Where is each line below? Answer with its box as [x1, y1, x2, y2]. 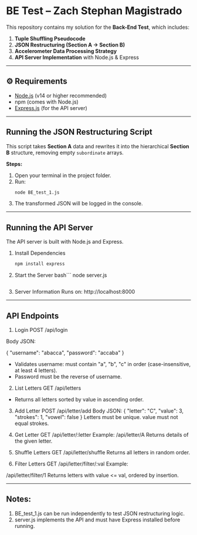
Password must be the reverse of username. [14, 373, 122, 380]
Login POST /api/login [14, 326, 68, 333]
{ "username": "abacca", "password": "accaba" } [6, 349, 124, 356]
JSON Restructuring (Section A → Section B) [14, 41, 125, 48]
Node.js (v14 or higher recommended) [14, 92, 107, 99]
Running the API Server [6, 222, 93, 232]
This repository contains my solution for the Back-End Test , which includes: [6, 24, 189, 31]
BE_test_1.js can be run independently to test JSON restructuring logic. [14, 510, 185, 517]
